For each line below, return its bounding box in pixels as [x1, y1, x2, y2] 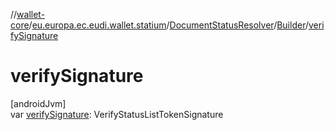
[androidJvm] [10, 97, 67, 109]
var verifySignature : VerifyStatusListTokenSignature [10, 108, 224, 120]
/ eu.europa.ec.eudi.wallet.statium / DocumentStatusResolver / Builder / [28, 19, 309, 31]
